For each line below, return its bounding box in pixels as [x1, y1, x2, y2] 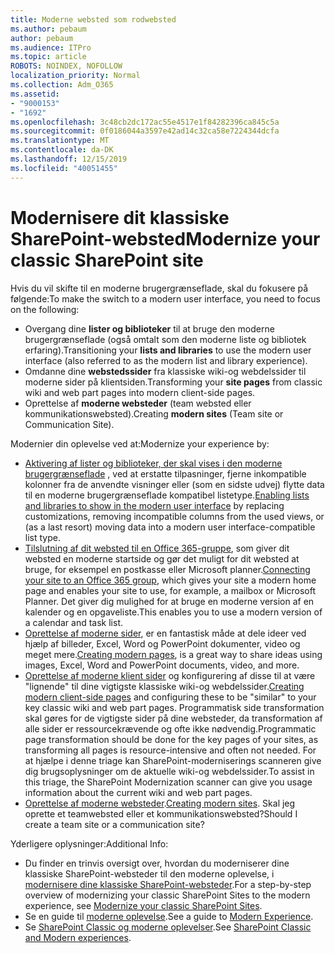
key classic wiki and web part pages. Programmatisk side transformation [24, 701, 325, 713]
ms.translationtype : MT [10, 136, 110, 146]
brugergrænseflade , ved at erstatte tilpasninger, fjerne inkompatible [24, 467, 307, 480]
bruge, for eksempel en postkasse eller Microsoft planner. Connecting [24, 563, 311, 575]
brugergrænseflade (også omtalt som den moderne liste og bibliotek [24, 333, 307, 345]
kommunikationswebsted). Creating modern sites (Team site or [24, 407, 284, 420]
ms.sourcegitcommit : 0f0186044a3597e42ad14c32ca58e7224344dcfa [10, 126, 280, 136]
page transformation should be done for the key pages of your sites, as [24, 733, 319, 745]
